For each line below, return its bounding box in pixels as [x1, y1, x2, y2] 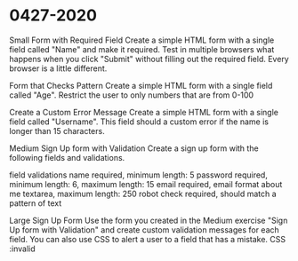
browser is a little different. [9, 63, 108, 74]
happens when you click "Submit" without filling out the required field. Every [9, 53, 289, 64]
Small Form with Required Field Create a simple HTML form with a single [9, 35, 275, 45]
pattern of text [9, 197, 62, 209]
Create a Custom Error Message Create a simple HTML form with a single [9, 107, 278, 117]
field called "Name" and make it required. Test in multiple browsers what [9, 43, 275, 54]
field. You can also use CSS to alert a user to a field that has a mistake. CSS [9, 233, 286, 244]
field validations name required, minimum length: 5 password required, [9, 170, 269, 180]
